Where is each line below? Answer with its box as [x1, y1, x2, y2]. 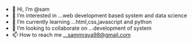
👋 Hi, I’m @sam [11, 6, 50, 12]
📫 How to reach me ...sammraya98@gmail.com [11, 32, 131, 38]
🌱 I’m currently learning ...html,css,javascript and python [11, 18, 152, 25]
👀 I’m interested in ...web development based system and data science [11, 12, 188, 19]
